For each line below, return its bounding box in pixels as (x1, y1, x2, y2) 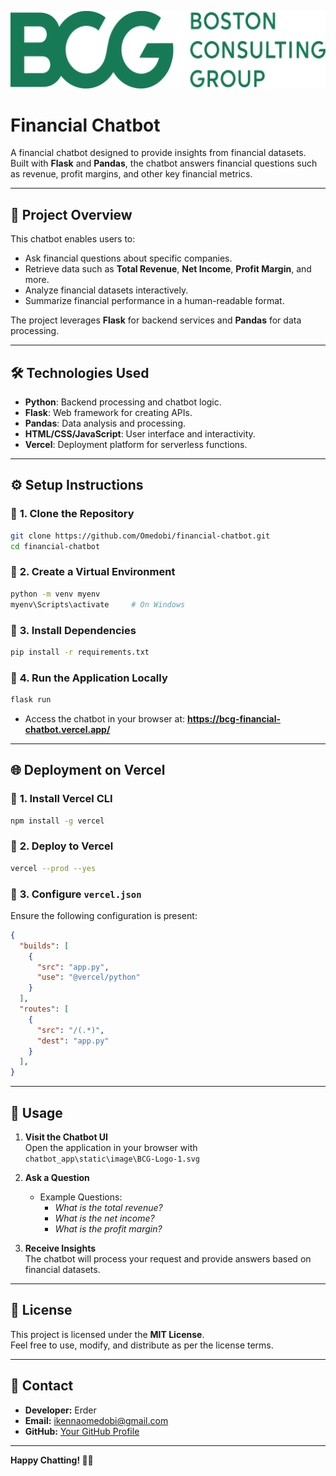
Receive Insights (24, 1242, 97, 1255)
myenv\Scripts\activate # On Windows (10, 599, 186, 610)
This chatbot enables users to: (10, 233, 136, 245)
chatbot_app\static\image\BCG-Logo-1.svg (24, 1154, 200, 1165)
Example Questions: (39, 1191, 123, 1203)
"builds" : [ (19, 941, 70, 951)
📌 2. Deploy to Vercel (10, 839, 114, 853)
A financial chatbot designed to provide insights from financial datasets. (10, 147, 307, 159)
